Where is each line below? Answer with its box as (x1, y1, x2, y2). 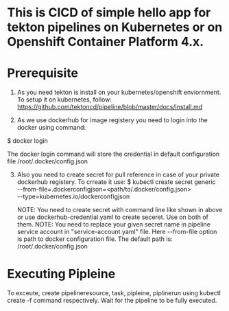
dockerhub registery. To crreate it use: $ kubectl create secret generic (16, 178, 216, 186)
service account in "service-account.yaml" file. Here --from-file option (16, 228, 217, 236)
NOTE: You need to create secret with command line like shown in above (16, 206, 223, 214)
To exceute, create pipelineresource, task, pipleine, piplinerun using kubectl (7, 289, 221, 297)
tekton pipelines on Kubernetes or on (7, 19, 223, 35)
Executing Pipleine (7, 266, 116, 282)
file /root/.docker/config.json (7, 157, 88, 165)
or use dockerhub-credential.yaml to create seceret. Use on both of (16, 213, 209, 221)
